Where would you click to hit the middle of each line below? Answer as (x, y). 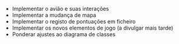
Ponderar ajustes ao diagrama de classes (64, 34)
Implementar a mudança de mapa (54, 15)
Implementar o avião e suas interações (60, 9)
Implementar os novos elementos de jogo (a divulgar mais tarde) (93, 28)
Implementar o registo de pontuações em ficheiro (74, 21)
